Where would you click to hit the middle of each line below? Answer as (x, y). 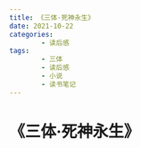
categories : (31, 34)
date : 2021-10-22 (41, 26)
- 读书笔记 (59, 84)
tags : (19, 51)
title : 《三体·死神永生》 (52, 17)
